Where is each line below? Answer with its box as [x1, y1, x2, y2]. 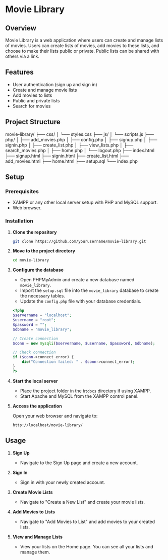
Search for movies [12, 103, 51, 109]
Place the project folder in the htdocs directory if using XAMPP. [20, 388, 151, 394]
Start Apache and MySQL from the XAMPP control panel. [20, 393, 139, 399]
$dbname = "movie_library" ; [12, 327, 72, 332]
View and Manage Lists [12, 534, 63, 540]
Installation [5, 217, 34, 225]
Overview [5, 24, 37, 32]
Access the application [12, 403, 62, 409]
